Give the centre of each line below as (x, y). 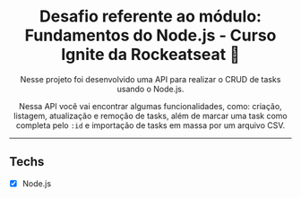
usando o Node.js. (150, 89)
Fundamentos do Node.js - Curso (150, 35)
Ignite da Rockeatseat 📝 (150, 55)
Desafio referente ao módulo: (150, 17)
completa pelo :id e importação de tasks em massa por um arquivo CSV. (150, 125)
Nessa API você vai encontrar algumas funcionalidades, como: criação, (150, 106)
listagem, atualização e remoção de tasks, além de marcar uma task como (150, 116)
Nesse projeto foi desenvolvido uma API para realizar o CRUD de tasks (150, 79)
